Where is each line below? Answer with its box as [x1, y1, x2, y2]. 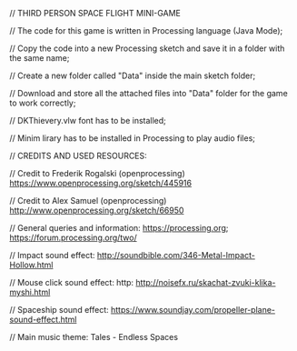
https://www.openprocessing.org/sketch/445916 [9, 177, 193, 188]
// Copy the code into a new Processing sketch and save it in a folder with [9, 43, 285, 54]
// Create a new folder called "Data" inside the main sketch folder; [9, 70, 256, 81]
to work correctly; [9, 97, 76, 108]
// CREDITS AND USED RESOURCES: [9, 150, 147, 161]
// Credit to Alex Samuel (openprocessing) [9, 196, 167, 206]
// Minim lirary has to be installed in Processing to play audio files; [9, 133, 256, 144]
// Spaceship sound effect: [9, 305, 109, 315]
